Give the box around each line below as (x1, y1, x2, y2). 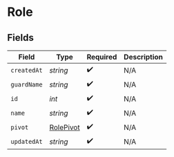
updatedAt (10, 138, 43, 145)
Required (86, 53, 117, 62)
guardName (10, 80, 43, 89)
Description (124, 53, 164, 62)
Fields (7, 32, 35, 44)
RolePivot (49, 122, 81, 132)
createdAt (10, 66, 43, 74)
